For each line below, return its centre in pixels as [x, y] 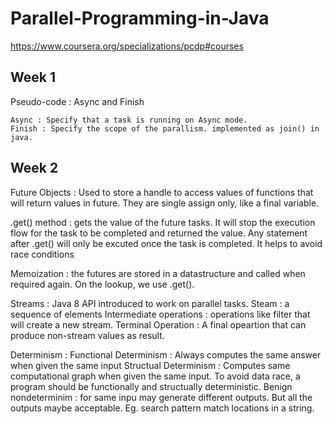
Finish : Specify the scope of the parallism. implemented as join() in [165, 128]
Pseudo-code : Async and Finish [77, 101]
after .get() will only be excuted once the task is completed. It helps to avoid [166, 243]
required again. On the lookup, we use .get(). [102, 284]
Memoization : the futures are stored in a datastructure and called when [158, 273]
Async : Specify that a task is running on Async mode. [129, 120]
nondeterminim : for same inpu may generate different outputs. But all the [161, 397]
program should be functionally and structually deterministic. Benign [151, 386]
